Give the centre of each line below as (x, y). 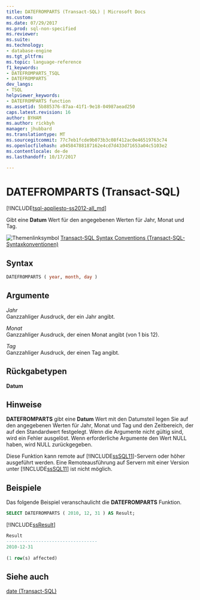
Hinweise (24, 405)
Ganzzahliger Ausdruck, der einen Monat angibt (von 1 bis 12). (83, 334)
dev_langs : (20, 85)
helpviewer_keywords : (33, 95)
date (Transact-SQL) (31, 591)
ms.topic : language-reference (44, 62)
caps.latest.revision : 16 (38, 112)
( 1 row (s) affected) (32, 558)
